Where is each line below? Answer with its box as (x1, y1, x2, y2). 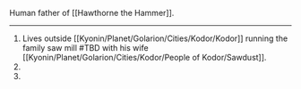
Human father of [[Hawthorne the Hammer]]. (9, 8, 175, 18)
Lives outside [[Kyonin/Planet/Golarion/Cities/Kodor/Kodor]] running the (21, 33, 288, 44)
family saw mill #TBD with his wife (21, 43, 150, 53)
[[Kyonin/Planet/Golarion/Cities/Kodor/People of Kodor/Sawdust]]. (21, 53, 267, 62)
